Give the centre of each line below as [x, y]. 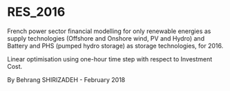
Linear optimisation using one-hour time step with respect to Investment [110, 59]
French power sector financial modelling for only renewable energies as [109, 31]
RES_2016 [36, 12]
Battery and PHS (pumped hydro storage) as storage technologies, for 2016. [115, 45]
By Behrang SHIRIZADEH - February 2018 [66, 79]
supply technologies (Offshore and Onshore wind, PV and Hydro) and [106, 38]
